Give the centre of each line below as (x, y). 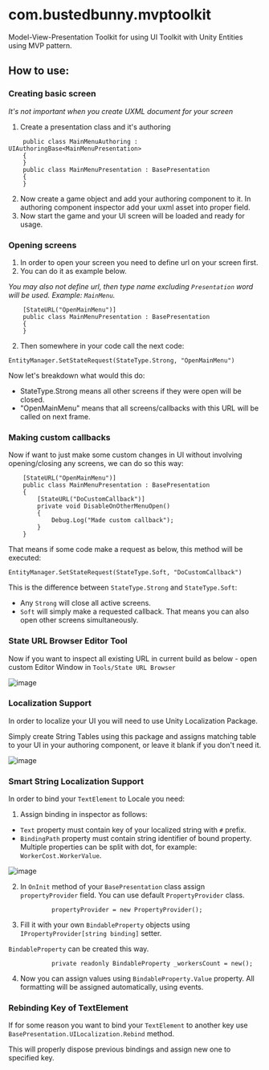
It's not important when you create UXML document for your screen (121, 111)
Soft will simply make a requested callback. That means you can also (134, 611)
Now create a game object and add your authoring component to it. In (135, 198)
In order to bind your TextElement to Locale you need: (97, 799)
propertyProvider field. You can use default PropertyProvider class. (132, 895)
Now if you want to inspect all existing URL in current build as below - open (133, 658)
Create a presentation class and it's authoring (95, 127)
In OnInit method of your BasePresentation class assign (112, 887)
